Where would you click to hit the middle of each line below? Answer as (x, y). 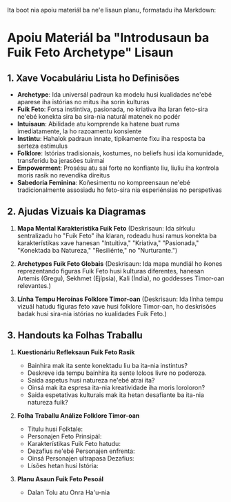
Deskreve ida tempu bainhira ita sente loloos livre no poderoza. (117, 373)
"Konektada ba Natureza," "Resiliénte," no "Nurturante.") (97, 250)
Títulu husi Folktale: (55, 429)
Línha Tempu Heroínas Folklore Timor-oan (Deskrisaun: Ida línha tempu (120, 299)
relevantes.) (34, 285)
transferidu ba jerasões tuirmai (61, 161)
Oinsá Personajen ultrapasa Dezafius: (81, 458)
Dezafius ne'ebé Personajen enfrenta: (81, 451)
